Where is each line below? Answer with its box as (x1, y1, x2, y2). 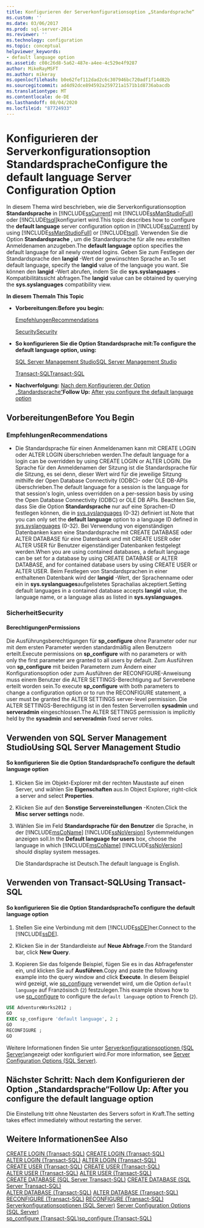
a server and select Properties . (15, 792, 94, 799)
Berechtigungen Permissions (6, 624, 80, 631)
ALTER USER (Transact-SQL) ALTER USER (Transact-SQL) (6, 1170, 152, 1177)
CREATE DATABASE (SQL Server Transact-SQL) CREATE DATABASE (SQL (6, 1176, 191, 1184)
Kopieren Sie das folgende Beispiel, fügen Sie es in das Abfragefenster (15, 961, 194, 968)
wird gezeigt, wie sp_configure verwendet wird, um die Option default (15, 980, 192, 987)
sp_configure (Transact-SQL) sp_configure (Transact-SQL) (6, 1215, 152, 1222)
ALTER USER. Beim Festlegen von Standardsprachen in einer (15, 568, 168, 575)
